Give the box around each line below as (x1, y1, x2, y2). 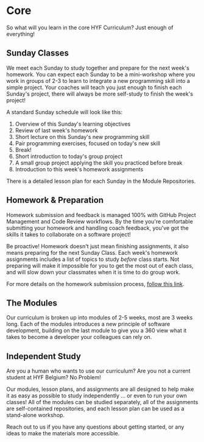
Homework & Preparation (6, 195, 104, 205)
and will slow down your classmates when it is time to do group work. (6, 268, 181, 276)
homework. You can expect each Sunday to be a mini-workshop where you (6, 71, 195, 78)
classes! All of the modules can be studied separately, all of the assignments (6, 399, 199, 406)
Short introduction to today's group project (15, 152, 123, 160)
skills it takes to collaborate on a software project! (6, 230, 131, 238)
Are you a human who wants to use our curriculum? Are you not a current (6, 367, 191, 375)
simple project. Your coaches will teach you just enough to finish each (6, 84, 182, 91)
